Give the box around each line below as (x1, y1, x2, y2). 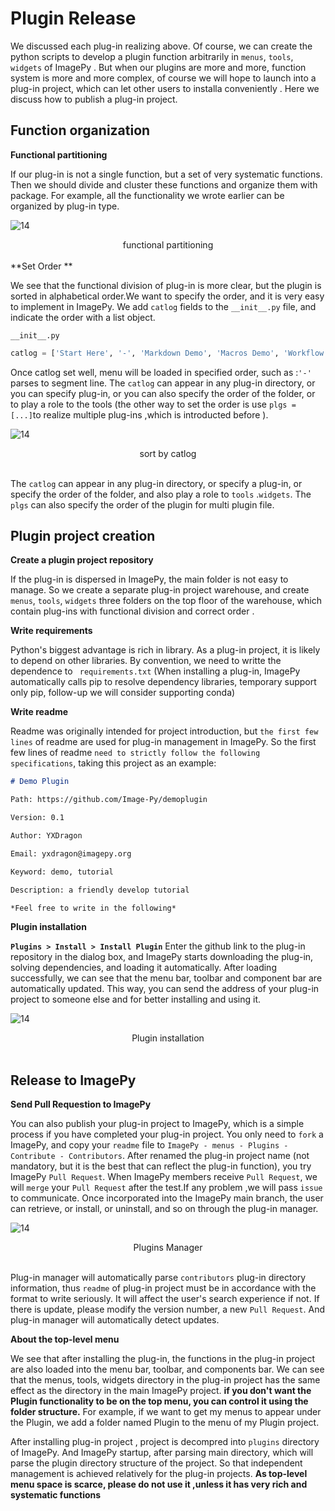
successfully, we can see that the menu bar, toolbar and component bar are (10, 972, 323, 984)
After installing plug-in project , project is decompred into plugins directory (10, 1436, 320, 1448)
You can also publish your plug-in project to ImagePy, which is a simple (10, 1118, 305, 1130)
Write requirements (10, 625, 93, 637)
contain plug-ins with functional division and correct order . (10, 605, 255, 617)
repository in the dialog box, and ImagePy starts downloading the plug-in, (10, 951, 314, 963)
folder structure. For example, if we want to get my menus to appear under (10, 1406, 322, 1418)
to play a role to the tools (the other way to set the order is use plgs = (10, 398, 297, 410)
